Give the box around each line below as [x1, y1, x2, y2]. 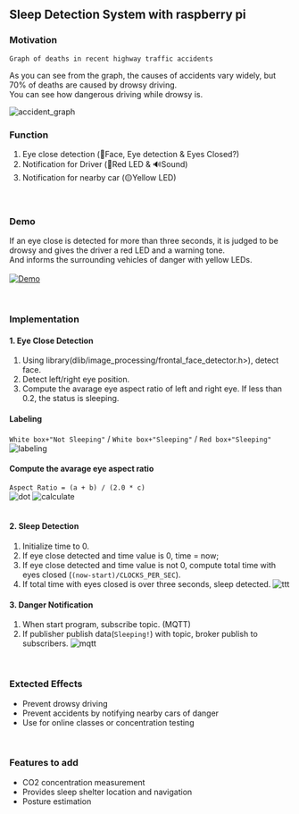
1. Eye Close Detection [9, 335, 94, 346]
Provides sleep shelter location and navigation [21, 786, 193, 797]
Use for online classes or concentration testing [21, 717, 195, 727]
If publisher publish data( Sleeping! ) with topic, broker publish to [21, 629, 259, 640]
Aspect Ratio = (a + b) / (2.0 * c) [9, 483, 145, 492]
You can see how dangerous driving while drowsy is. [9, 88, 203, 99]
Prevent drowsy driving [21, 698, 109, 709]
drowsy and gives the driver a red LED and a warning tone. [9, 245, 226, 256]
